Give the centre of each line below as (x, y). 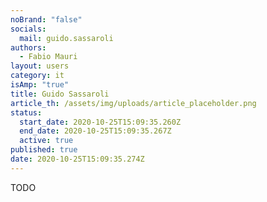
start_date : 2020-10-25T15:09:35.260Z (100, 122)
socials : (28, 29)
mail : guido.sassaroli (66, 38)
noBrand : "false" (46, 19)
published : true (44, 150)
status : (26, 112)
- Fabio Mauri (48, 57)
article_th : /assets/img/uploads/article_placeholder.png (133, 103)
